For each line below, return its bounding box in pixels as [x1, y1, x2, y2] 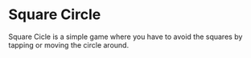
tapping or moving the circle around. [8, 40, 130, 49]
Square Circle [8, 6, 101, 24]
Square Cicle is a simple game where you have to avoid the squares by [8, 32, 243, 41]
